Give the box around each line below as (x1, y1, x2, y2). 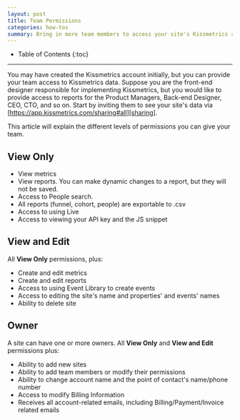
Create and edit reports (17, 276, 87, 284)
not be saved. (17, 185, 59, 194)
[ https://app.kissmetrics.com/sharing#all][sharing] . (7, 109, 158, 117)
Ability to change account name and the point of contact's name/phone (17, 375, 229, 384)
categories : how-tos (7, 24, 69, 31)
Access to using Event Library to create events (17, 284, 156, 292)
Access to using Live (17, 208, 80, 216)
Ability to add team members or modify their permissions (17, 367, 186, 376)
